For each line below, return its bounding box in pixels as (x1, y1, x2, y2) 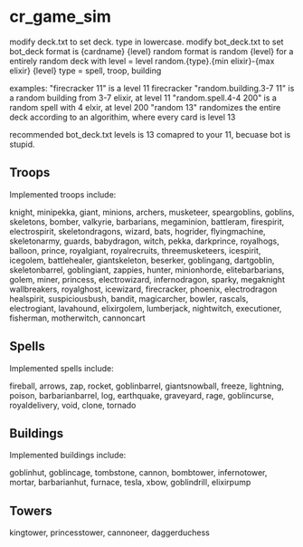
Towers (9, 503, 52, 518)
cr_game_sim (9, 6, 111, 27)
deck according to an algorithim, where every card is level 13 (9, 111, 236, 122)
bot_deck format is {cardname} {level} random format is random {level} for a (9, 45, 294, 56)
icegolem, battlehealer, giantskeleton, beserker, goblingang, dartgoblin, (9, 254, 275, 265)
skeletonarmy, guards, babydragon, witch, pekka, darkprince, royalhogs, (9, 235, 280, 246)
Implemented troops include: (9, 188, 117, 200)
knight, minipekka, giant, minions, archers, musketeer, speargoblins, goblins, (9, 206, 295, 217)
